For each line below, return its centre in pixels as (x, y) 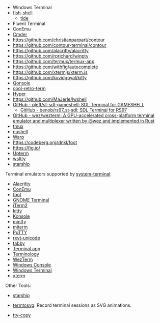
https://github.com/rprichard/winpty (50, 56)
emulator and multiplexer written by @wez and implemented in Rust (84, 121)
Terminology (26, 254)
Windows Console (32, 265)
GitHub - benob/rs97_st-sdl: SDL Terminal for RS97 (74, 110)
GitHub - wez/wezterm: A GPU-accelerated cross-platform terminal (83, 115)
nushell (20, 131)
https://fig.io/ (26, 148)
